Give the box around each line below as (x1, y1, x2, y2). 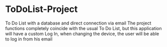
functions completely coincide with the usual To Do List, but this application (5, 25, 162, 31)
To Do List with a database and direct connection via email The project (5, 20, 151, 26)
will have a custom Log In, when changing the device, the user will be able (5, 30, 159, 36)
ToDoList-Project (5, 3, 78, 15)
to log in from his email (5, 36, 53, 42)
